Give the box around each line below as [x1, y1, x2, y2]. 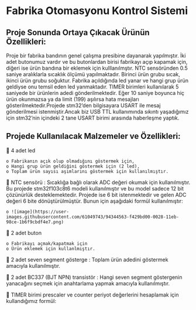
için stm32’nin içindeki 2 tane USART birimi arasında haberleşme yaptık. [6, 114, 180, 121]
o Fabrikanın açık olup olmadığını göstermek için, [6, 158, 135, 164]
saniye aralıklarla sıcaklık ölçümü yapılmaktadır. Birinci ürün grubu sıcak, [6, 71, 180, 77]
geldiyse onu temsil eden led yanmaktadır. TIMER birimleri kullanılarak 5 [6, 83, 179, 90]
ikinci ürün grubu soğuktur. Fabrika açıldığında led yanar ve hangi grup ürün [6, 77, 189, 84]
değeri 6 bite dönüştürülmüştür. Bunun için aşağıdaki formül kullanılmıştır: [6, 197, 183, 205]
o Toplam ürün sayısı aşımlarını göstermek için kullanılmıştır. [6, 168, 169, 174]
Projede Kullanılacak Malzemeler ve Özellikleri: [6, 131, 181, 141]
